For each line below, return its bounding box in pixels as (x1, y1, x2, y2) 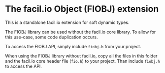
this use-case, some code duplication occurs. (5, 34, 98, 40)
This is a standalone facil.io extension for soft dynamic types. (5, 19, 130, 25)
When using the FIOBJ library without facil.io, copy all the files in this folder (5, 53, 158, 59)
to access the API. (5, 63, 42, 69)
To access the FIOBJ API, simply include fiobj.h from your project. (5, 43, 141, 49)
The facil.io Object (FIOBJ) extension (5, 3, 159, 15)
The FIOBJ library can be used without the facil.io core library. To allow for (5, 29, 156, 35)
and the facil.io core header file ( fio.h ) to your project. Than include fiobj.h (5, 58, 160, 64)
